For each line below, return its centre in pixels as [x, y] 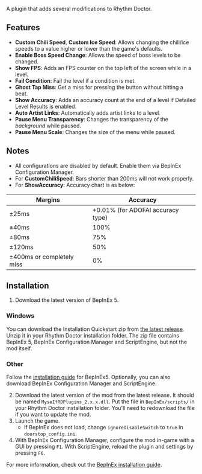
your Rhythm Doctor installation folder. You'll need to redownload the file [105, 408]
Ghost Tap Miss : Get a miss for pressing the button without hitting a [99, 87]
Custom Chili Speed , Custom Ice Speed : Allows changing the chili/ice [102, 42]
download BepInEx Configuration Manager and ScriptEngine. [81, 383]
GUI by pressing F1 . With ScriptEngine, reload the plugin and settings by [104, 447]
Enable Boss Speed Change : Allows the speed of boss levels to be [98, 55]
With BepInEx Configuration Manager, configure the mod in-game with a [104, 440]
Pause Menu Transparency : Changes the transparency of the [91, 119]
